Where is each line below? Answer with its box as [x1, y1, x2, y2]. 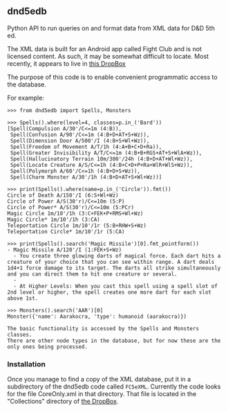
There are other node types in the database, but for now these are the [7, 337, 221, 344]
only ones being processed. [7, 343, 88, 350]
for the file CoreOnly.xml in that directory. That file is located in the [7, 390, 197, 398]
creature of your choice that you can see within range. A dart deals [7, 258, 215, 265]
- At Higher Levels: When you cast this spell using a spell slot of [13, 283, 218, 289]
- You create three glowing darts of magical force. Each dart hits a [13, 252, 221, 259]
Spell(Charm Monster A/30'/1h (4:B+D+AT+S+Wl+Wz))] [10, 173, 162, 181]
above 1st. [7, 294, 39, 302]
